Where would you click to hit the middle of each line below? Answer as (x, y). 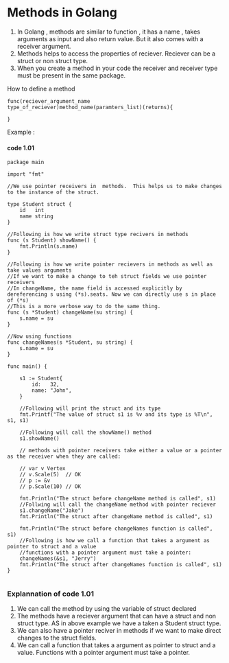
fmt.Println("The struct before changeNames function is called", (116, 529)
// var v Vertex (43, 469)
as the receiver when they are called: (64, 457)
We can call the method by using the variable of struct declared (107, 609)
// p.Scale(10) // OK (50, 487)
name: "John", (52, 391)
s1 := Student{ (41, 379)
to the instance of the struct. (53, 193)
